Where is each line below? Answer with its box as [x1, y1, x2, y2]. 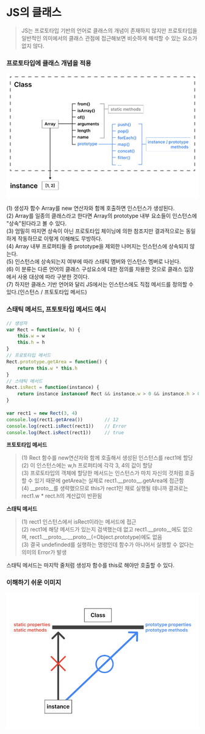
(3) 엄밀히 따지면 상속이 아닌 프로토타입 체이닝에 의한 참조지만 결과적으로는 [6, 227, 185, 235]
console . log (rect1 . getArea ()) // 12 [6, 416, 119, 422]
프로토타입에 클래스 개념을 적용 [6, 59, 92, 67]
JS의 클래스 [6, 5, 62, 20]
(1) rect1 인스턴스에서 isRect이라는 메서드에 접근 [21, 518, 137, 526]
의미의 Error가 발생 [21, 549, 67, 556]
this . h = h [17, 340, 45, 346]
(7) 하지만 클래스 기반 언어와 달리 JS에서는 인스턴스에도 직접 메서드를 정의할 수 [6, 281, 194, 288]
